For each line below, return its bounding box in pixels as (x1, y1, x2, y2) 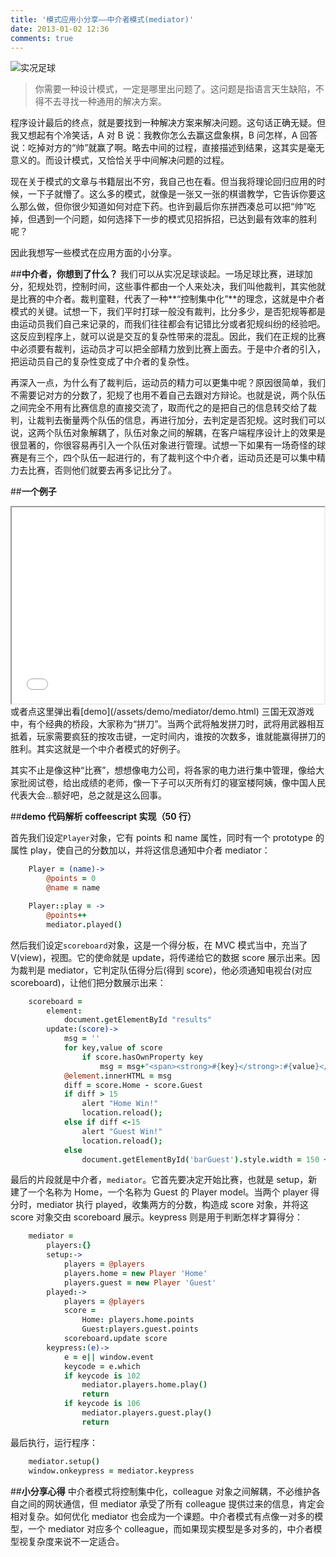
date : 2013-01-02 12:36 (10, 24, 110, 34)
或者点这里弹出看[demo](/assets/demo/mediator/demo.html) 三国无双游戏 (10, 706, 315, 718)
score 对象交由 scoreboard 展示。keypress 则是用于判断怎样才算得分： (10, 1211, 303, 1223)
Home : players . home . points (81, 1315, 195, 1325)
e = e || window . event (63, 1352, 155, 1362)
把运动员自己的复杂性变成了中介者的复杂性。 (10, 356, 195, 368)
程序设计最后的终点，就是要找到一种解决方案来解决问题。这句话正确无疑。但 (10, 117, 326, 129)
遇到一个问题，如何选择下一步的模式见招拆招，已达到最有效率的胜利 (36, 213, 317, 225)
